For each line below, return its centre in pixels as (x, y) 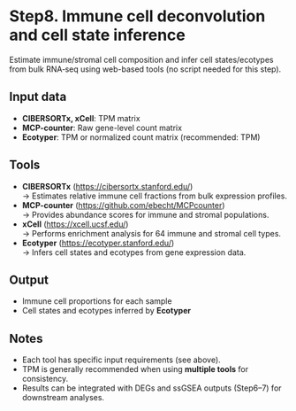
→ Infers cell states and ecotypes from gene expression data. (134, 252)
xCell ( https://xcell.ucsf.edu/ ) (75, 224)
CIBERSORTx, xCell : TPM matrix (81, 118)
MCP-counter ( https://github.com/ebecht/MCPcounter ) (123, 205)
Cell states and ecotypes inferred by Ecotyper (106, 311)
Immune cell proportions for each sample (97, 301)
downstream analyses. (63, 398)
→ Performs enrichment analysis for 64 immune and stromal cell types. (151, 233)
